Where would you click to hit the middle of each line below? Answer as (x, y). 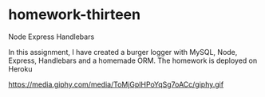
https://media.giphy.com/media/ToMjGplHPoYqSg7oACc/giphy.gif (116, 84)
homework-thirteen (75, 15)
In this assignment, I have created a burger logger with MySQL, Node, (123, 52)
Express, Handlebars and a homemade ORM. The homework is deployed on (133, 60)
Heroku (20, 68)
